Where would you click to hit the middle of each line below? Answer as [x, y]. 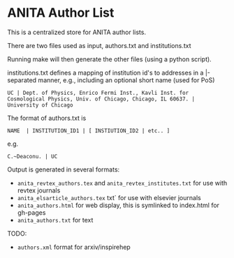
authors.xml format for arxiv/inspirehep [74, 247]
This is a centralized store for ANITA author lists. [77, 32]
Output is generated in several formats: [64, 169]
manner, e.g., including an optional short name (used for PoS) [126, 80]
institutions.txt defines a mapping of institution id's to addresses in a [105, 73]
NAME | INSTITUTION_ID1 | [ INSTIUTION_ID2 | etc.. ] [89, 130]
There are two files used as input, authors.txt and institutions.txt [99, 45]
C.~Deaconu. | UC [32, 156]
